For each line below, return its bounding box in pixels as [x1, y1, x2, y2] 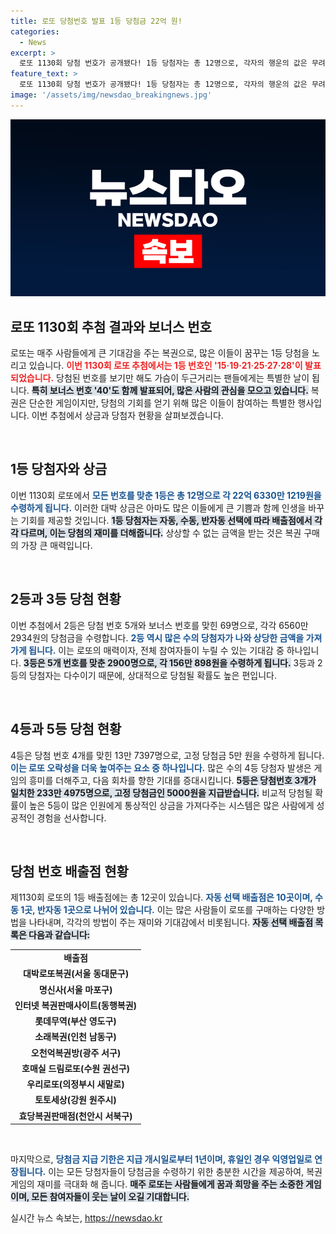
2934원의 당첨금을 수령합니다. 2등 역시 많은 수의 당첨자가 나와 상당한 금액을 [10, 631, 305, 644]
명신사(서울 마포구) [38, 983, 113, 995]
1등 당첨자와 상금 [10, 461, 108, 478]
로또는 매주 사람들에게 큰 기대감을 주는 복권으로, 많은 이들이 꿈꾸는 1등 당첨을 [10, 347, 310, 359]
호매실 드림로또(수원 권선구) [21, 1062, 131, 1074]
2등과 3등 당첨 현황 [10, 591, 122, 608]
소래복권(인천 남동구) [34, 1031, 117, 1043]
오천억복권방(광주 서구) [30, 1046, 122, 1059]
